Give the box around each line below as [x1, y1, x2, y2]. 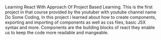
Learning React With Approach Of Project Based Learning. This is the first [5, 4, 153, 10]
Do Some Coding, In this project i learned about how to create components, [5, 14, 157, 20]
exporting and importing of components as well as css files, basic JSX [5, 19, 146, 25]
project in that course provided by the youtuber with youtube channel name [5, 9, 157, 15]
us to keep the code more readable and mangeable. [5, 30, 109, 35]
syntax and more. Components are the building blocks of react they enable [5, 25, 155, 30]
